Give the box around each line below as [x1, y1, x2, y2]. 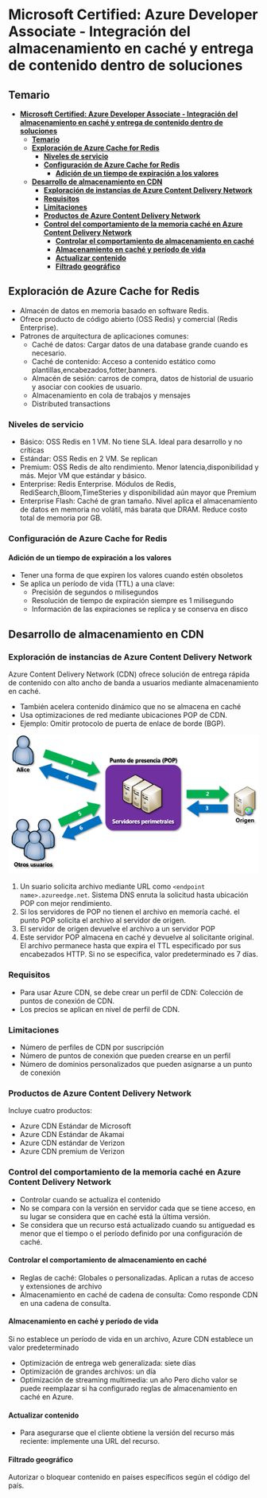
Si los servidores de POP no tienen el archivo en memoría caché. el [19, 907, 240, 917]
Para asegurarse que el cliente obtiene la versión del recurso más [19, 1428, 235, 1437]
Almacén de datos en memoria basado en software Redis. [19, 305, 209, 316]
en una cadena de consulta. [19, 1298, 111, 1308]
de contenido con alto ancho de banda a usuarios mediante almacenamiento [8, 677, 259, 687]
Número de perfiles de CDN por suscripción [19, 1042, 164, 1053]
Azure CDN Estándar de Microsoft [19, 1121, 131, 1131]
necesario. [31, 348, 67, 358]
